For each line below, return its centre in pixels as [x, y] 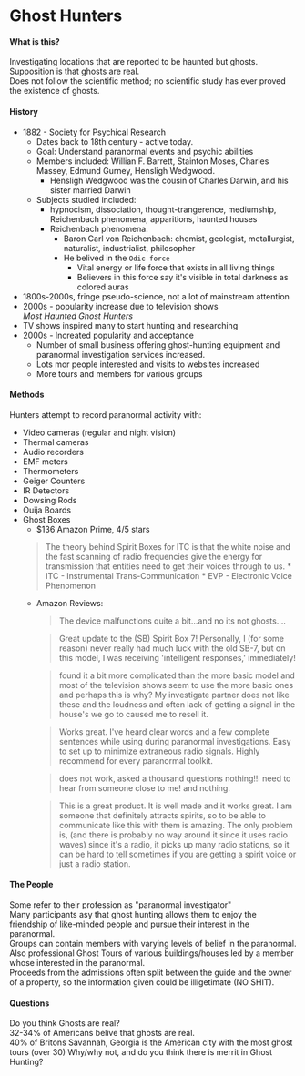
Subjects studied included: [86, 199]
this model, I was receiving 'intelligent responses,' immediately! [177, 657]
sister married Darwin [90, 190]
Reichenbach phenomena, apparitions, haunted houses [153, 218]
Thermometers [51, 471]
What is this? [35, 41]
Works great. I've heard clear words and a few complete [164, 731]
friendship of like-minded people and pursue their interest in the [130, 924]
